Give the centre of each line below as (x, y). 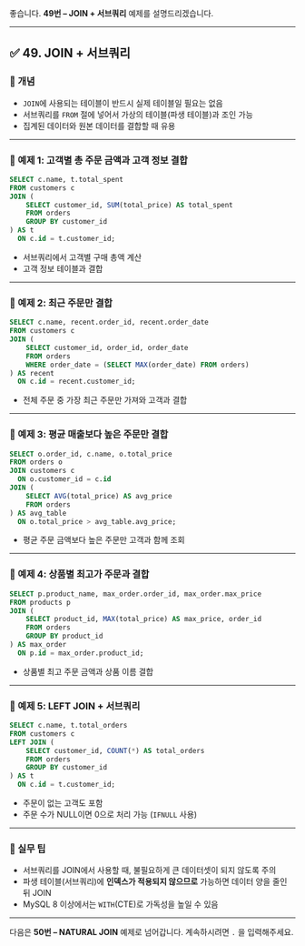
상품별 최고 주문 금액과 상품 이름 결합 (88, 671)
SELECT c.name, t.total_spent (67, 179)
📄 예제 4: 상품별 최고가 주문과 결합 (79, 574)
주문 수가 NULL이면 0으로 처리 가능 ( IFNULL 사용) (110, 815)
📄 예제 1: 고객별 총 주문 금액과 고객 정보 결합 (98, 160)
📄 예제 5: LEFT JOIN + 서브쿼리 (75, 706)
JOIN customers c (42, 471)
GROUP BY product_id (64, 636)
